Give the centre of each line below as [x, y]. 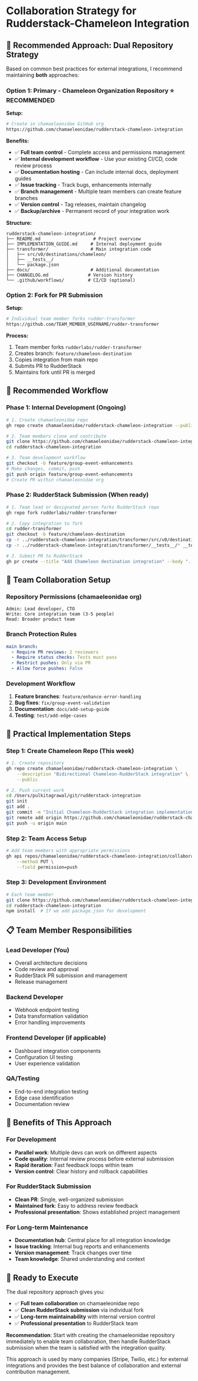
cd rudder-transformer [34, 529]
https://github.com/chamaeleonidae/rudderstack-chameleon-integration [95, 130]
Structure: [19, 223]
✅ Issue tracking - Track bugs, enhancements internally [83, 185]
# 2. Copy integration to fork [44, 523]
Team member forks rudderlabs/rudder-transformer [78, 347]
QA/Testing [23, 1079]
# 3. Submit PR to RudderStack [44, 556]
